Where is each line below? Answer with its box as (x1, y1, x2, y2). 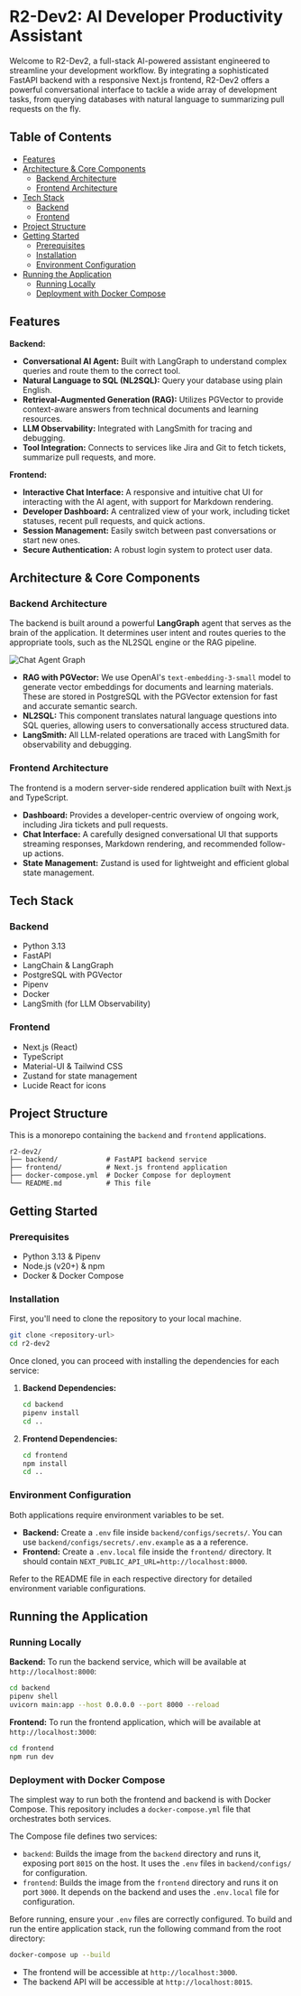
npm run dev (9, 1752, 54, 1761)
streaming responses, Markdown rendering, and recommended (22, 838, 259, 849)
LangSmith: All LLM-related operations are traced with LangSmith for (22, 730, 281, 741)
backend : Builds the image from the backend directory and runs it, (22, 1848, 261, 1859)
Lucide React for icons (22, 1079, 106, 1090)
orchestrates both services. (9, 1813, 112, 1823)
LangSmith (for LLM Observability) (22, 998, 151, 1009)
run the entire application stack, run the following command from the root (9, 1923, 282, 1934)
